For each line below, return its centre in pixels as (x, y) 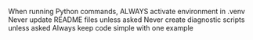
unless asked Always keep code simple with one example (101, 28)
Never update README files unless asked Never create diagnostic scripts (127, 20)
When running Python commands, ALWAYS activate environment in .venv (127, 11)
